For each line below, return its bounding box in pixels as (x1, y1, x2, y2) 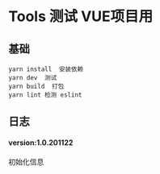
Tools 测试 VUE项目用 (8, 7, 154, 26)
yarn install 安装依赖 (8, 65, 83, 73)
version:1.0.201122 (8, 138, 74, 147)
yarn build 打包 (8, 82, 65, 90)
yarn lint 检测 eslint (8, 91, 82, 99)
